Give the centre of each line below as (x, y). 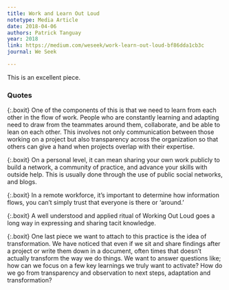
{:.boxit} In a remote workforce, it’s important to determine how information (113, 195)
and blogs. (22, 182)
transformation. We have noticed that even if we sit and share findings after (114, 244)
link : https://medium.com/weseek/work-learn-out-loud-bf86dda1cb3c (106, 45)
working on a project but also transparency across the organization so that (113, 140)
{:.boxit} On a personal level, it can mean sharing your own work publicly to (113, 160)
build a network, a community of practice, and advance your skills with (107, 167)
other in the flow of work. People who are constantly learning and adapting (113, 118)
